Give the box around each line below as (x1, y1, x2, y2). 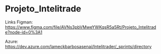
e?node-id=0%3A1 (5, 29, 43, 35)
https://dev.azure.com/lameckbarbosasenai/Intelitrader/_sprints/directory (5, 43, 152, 49)
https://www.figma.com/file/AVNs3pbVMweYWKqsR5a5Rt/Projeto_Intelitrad (5, 24, 157, 30)
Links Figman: (5, 19, 33, 25)
